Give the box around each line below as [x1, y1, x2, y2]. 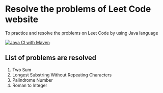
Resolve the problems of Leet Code [5, 3, 151, 15]
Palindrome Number [12, 77, 53, 83]
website [5, 14, 38, 25]
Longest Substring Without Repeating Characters [12, 72, 112, 78]
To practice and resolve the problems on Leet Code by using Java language [5, 30, 159, 36]
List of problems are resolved [5, 54, 97, 62]
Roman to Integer [12, 82, 48, 88]
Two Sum [12, 67, 32, 72]
